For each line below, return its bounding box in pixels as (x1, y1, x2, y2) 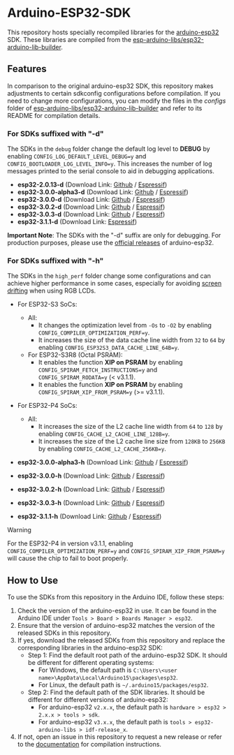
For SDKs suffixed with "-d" (7, 129, 104, 138)
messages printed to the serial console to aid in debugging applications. (7, 167, 215, 175)
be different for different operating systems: (27, 659, 154, 667)
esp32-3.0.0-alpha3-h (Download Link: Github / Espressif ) (17, 458, 189, 467)
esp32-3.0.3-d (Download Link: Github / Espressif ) (17, 210, 166, 219)
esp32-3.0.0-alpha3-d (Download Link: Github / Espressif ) (17, 188, 189, 196)
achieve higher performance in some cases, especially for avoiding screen (7, 279, 222, 288)
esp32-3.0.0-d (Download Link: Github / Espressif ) (17, 196, 166, 204)
